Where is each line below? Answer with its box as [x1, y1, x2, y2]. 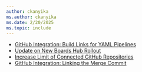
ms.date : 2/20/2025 [6, 19, 54, 25]
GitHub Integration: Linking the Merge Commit [14, 60, 127, 67]
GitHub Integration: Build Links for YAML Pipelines [14, 41, 137, 48]
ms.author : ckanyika [6, 14, 57, 20]
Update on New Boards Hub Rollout [14, 47, 101, 54]
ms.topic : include [6, 25, 51, 31]
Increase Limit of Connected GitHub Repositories [14, 53, 134, 60]
